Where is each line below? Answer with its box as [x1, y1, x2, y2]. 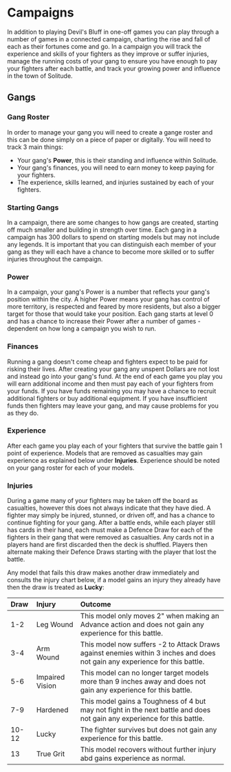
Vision [36, 681, 57, 691]
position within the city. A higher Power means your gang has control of [7, 295, 210, 304]
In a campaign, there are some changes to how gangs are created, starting [7, 218, 219, 226]
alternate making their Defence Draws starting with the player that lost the [7, 548, 217, 556]
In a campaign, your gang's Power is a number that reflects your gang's [7, 288, 210, 296]
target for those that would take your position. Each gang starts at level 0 [7, 310, 214, 318]
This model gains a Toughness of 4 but [80, 697, 206, 706]
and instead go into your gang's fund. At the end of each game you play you [7, 372, 223, 380]
